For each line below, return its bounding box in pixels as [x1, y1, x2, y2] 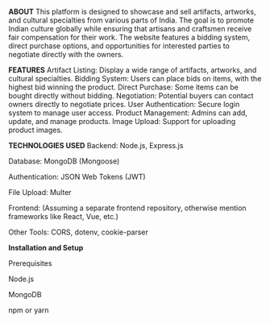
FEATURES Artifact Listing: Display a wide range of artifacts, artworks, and [8, 65, 257, 75]
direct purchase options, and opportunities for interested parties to [8, 41, 230, 51]
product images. [8, 125, 63, 135]
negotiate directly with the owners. [8, 50, 124, 59]
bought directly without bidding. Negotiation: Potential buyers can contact [8, 91, 254, 100]
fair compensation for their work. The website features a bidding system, [8, 32, 251, 42]
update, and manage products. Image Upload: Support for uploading [8, 117, 236, 126]
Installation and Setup [8, 243, 84, 252]
